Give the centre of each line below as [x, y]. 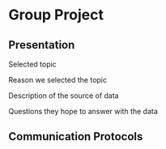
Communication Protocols [76, 136]
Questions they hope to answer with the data [83, 111]
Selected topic [32, 64]
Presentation [42, 45]
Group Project [56, 15]
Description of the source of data [64, 96]
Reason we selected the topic [58, 80]
